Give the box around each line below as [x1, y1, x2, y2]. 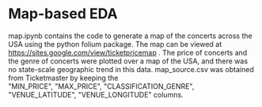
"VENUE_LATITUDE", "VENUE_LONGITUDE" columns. [8, 90, 184, 99]
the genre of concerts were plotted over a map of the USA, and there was [8, 56, 248, 66]
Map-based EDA [8, 5, 118, 23]
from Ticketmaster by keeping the [8, 73, 119, 82]
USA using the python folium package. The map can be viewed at [8, 39, 222, 48]
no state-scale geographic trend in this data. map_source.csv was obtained [8, 64, 255, 74]
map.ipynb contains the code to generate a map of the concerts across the [8, 31, 253, 40]
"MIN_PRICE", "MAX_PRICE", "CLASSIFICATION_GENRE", [8, 81, 195, 91]
